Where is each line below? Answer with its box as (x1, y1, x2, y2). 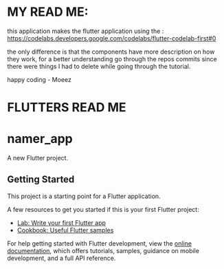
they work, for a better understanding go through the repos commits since (7, 54, 218, 63)
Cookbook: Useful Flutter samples (16, 226, 114, 234)
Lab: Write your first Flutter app (16, 218, 107, 227)
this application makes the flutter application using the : (7, 27, 164, 35)
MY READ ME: (7, 4, 89, 20)
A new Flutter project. (7, 154, 69, 162)
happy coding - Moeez (7, 75, 72, 83)
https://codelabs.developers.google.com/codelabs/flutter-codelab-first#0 (7, 34, 216, 42)
